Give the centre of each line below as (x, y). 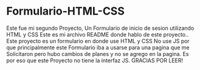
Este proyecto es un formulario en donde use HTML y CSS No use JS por (98, 41)
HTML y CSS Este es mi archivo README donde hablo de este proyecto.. (98, 34)
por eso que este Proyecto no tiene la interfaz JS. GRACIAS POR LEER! (95, 60)
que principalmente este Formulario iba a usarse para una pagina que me (98, 47)
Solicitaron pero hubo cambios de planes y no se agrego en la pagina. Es (98, 54)
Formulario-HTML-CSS (65, 11)
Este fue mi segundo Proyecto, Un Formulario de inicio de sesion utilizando (100, 28)
